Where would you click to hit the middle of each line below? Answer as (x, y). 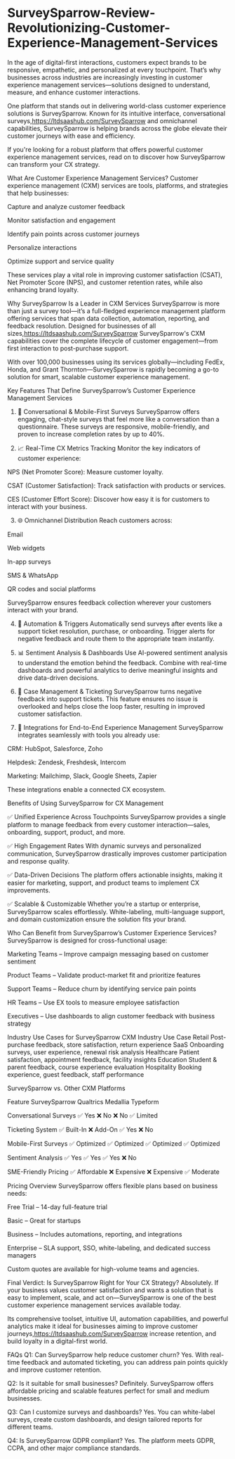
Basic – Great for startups (44, 1220)
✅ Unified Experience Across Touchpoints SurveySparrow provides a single (117, 816)
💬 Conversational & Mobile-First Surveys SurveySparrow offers (108, 411)
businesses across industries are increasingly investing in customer (105, 77)
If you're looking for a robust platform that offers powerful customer (105, 149)
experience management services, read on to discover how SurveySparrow (116, 157)
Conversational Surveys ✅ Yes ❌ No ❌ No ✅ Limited (82, 1115)
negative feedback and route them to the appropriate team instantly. (116, 638)
